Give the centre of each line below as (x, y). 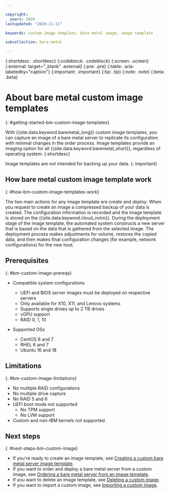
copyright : (17, 14)
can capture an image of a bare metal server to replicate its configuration (82, 138)
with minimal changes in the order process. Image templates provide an (80, 143)
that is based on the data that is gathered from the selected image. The (79, 228)
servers (28, 298)
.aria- (129, 66)
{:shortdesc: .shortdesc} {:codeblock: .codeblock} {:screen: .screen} (77, 61)
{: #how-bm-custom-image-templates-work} (53, 192)
